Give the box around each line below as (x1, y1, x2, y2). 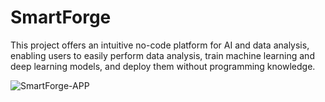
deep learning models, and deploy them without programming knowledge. (10, 60, 316, 72)
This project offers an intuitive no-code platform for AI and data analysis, (10, 39, 310, 51)
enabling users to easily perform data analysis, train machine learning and (10, 49, 315, 61)
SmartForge (10, 6, 112, 29)
